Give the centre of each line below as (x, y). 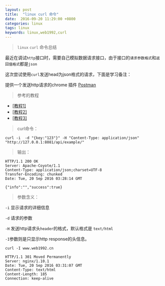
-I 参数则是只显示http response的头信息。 (47, 239)
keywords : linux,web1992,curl (36, 33)
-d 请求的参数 (19, 218)
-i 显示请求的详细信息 (27, 207)
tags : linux (17, 28)
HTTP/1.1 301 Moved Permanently (38, 257)
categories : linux (24, 23)
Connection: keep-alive (29, 279)
